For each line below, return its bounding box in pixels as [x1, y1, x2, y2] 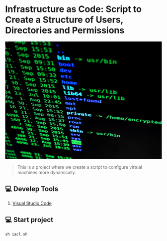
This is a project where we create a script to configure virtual [17, 164, 143, 170]
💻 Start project [5, 216, 54, 224]
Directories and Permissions [5, 25, 125, 36]
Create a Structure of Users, [5, 14, 123, 25]
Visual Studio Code [12, 201, 52, 207]
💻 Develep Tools [5, 185, 59, 193]
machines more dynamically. [17, 170, 76, 176]
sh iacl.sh [5, 232, 28, 237]
